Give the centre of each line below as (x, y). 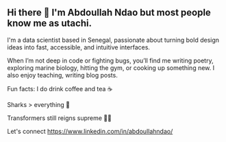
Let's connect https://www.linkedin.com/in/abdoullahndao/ (90, 131)
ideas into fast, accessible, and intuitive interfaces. (79, 47)
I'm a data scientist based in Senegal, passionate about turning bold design (113, 40)
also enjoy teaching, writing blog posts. (62, 75)
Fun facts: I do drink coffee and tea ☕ (60, 88)
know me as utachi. (50, 24)
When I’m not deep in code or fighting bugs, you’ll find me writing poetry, (110, 60)
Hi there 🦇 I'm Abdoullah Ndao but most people (109, 13)
